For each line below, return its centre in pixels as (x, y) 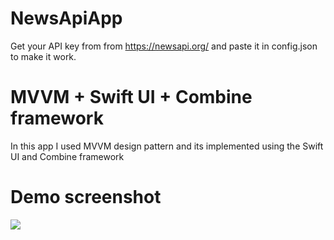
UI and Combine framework (67, 156)
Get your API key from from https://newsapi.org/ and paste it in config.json (164, 46)
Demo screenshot (86, 197)
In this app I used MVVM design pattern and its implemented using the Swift (167, 146)
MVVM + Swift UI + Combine (131, 97)
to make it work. (43, 56)
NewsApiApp (66, 18)
